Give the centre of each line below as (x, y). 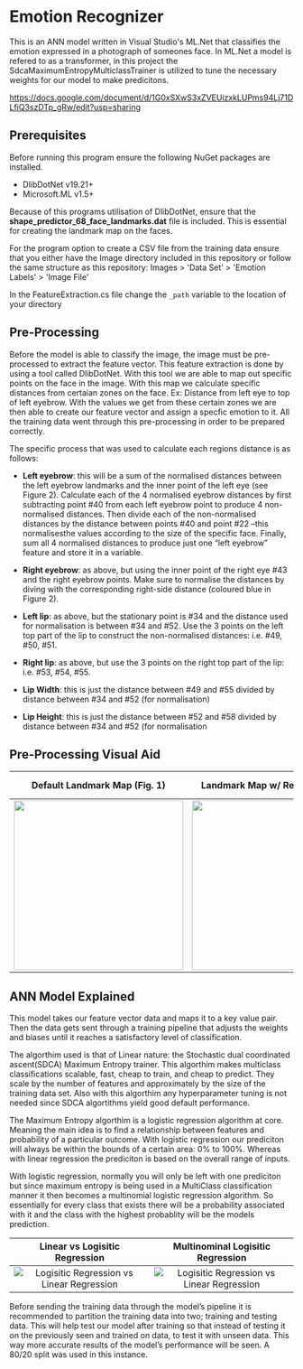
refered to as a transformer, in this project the (94, 61)
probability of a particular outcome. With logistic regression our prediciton (147, 1140)
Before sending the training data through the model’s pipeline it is (131, 1307)
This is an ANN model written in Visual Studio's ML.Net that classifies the (145, 42)
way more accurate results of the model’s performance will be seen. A (140, 1345)
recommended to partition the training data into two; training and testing (143, 1317)
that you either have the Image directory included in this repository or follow (150, 257)
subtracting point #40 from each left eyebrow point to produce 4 (142, 504)
